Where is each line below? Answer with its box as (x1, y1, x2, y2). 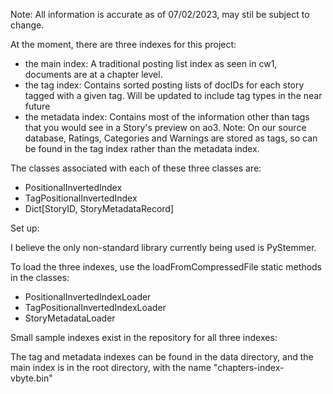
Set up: (10, 222, 40, 234)
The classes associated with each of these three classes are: (10, 162, 262, 174)
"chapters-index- (213, 362, 285, 373)
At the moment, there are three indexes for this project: (10, 39, 237, 50)
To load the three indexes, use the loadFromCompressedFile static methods (10, 261, 323, 273)
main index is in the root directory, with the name (10, 362, 212, 373)
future (24, 100, 51, 112)
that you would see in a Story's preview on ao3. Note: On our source (24, 122, 307, 133)
